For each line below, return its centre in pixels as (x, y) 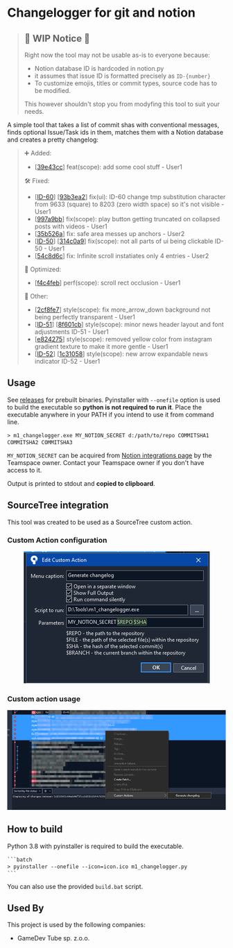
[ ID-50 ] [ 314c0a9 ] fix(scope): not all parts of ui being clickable (124, 241)
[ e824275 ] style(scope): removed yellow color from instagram (123, 339)
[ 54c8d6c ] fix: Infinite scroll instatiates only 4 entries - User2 (122, 256)
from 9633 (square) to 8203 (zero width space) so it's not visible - (129, 204)
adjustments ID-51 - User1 (71, 332)
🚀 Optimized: (43, 269)
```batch (20, 860)
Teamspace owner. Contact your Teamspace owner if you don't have (106, 462)
